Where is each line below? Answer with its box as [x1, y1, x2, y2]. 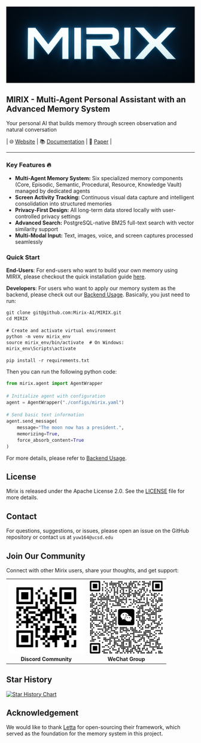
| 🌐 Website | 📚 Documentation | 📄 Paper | [6, 138, 112, 145]
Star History [6, 675, 53, 685]
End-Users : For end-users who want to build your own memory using [6, 266, 178, 274]
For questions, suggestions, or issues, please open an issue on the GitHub [6, 527, 190, 535]
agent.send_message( [6, 418, 58, 424]
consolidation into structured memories [14, 200, 112, 207]
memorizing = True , [17, 430, 60, 437]
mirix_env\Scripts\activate [6, 345, 77, 351]
